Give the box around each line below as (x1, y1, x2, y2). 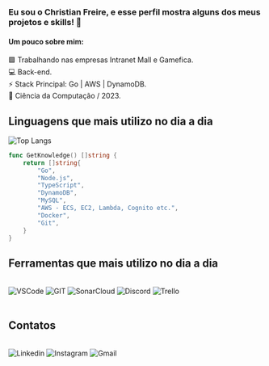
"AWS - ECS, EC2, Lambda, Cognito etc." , (37, 204, 179, 212)
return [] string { (23, 158, 82, 167)
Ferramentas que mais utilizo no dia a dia (8, 256, 219, 270)
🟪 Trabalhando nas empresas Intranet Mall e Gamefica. (8, 55, 194, 65)
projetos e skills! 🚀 (8, 16, 82, 27)
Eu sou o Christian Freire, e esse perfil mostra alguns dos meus (8, 6, 261, 18)
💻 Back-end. (8, 67, 53, 77)
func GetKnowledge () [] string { (8, 151, 117, 159)
